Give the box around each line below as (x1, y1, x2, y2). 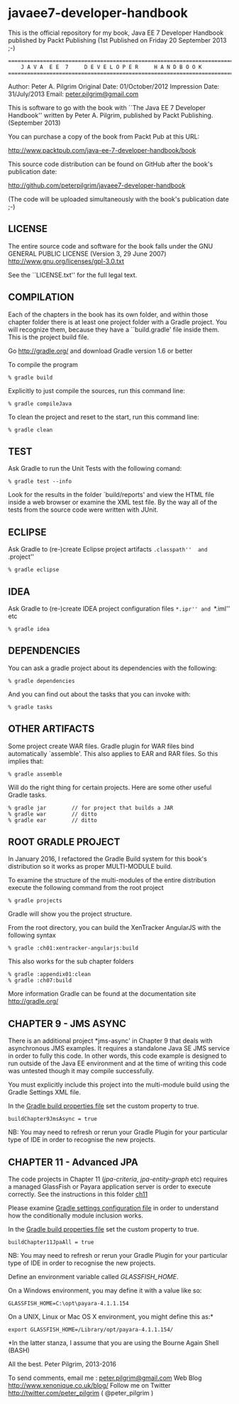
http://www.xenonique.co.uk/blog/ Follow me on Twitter (8, 1381, 171, 1390)
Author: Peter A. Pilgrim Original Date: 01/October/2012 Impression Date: (8, 82, 220, 90)
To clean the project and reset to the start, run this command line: (8, 412, 199, 421)
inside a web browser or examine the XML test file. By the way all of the (8, 498, 218, 507)
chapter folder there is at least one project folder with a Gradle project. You (8, 317, 228, 326)
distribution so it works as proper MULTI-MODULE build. (8, 862, 173, 871)
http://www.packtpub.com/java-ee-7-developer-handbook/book (8, 146, 196, 154)
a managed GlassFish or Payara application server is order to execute (8, 1183, 211, 1191)
